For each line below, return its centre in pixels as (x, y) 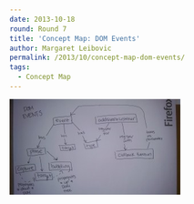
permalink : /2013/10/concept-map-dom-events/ (97, 58)
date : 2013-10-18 (42, 19)
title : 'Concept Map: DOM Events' (75, 38)
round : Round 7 (38, 29)
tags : (20, 67)
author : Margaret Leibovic (61, 48)
